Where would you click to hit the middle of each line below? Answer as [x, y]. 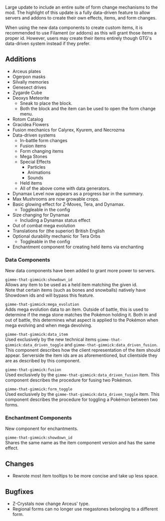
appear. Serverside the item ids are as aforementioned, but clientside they [81, 355]
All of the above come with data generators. [65, 188]
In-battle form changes [43, 140]
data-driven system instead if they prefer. [48, 44]
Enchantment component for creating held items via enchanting [78, 247]
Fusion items [33, 146]
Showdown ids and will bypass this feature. [50, 295]
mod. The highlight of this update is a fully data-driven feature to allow [78, 13]
